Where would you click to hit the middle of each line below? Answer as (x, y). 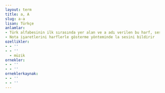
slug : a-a (15, 19)
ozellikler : (17, 42)
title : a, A (17, 14)
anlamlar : (15, 28)
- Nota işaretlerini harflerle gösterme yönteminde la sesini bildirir (80, 37)
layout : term (18, 10)
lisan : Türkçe (20, 23)
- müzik (17, 55)
